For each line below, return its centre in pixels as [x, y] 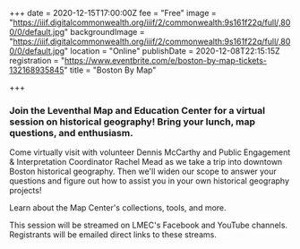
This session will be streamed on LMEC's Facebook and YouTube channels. [149, 225]
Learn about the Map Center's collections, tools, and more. [118, 208]
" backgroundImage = [104, 32]
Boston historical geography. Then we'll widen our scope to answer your [143, 172]
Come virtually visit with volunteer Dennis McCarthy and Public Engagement [150, 152]
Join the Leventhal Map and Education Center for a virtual [137, 110]
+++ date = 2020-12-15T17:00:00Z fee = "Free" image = [113, 13]
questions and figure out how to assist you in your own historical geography [149, 181]
